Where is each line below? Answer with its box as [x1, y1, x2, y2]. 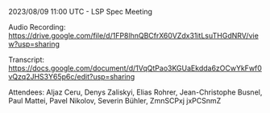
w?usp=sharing [8, 39, 60, 49]
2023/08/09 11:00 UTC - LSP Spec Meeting [8, 7, 153, 16]
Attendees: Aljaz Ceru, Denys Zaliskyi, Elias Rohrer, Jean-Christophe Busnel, [8, 87, 263, 97]
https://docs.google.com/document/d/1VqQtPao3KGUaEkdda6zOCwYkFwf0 [8, 63, 262, 73]
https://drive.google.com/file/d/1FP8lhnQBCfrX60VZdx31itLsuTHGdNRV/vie [8, 31, 260, 40]
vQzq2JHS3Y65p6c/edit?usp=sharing [8, 72, 135, 81]
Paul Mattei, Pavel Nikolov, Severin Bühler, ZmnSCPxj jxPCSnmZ [8, 96, 222, 105]
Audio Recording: [8, 22, 66, 31]
